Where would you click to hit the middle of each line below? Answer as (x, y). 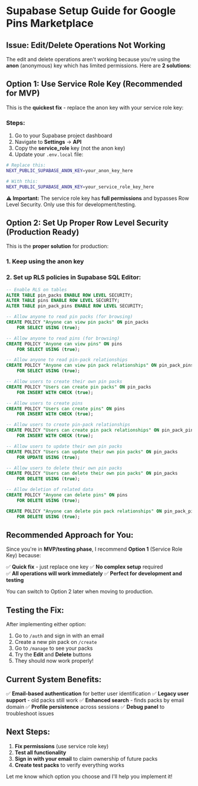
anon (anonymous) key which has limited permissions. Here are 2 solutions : (99, 65)
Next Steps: (28, 732)
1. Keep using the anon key (45, 262)
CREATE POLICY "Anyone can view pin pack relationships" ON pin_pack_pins (100, 366)
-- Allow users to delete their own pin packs (64, 468)
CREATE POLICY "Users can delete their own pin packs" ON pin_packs (92, 473)
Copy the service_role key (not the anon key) (70, 148)
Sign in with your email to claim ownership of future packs (86, 758)
